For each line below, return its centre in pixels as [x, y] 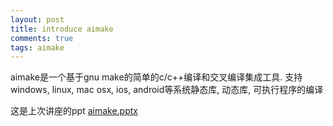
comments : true [42, 38]
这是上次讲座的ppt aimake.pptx [74, 111]
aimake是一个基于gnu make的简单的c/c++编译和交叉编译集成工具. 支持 [156, 77]
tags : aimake [37, 47]
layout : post [37, 19]
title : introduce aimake [62, 29]
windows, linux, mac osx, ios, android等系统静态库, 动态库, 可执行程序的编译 [167, 90]
